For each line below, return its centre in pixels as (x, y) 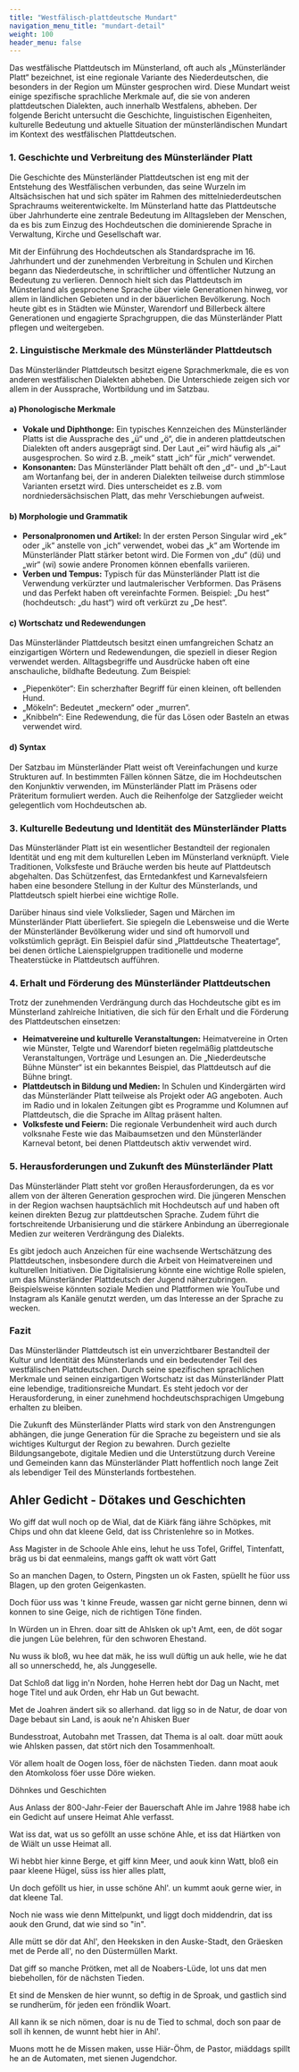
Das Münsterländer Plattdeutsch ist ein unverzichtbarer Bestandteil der (140, 1350)
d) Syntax (28, 747)
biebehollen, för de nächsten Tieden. (77, 1977)
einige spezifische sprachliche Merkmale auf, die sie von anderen (130, 97)
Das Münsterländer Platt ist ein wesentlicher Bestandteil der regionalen (140, 847)
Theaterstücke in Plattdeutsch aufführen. (84, 960)
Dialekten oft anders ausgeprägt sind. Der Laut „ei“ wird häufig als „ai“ (151, 449)
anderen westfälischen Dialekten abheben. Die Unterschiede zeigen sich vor (149, 379)
